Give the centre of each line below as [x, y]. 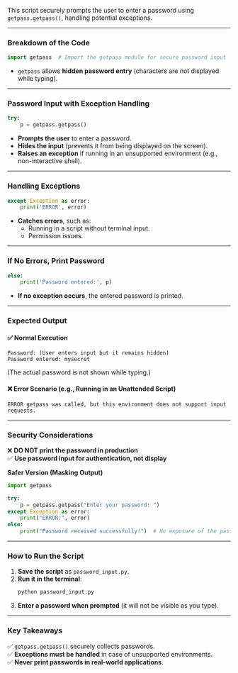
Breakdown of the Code [49, 43]
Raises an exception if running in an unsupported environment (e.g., [118, 154]
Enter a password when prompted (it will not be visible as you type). [118, 606]
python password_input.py [56, 592]
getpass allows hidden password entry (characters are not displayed [118, 71]
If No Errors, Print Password [56, 261]
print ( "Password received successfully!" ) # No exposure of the [119, 531]
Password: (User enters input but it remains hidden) [89, 353]
